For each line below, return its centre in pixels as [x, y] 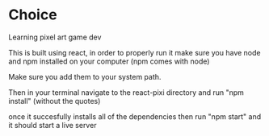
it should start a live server [53, 125]
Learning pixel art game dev [55, 37]
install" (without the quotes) [55, 101]
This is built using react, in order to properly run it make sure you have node [134, 52]
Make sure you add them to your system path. [85, 76]
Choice [33, 15]
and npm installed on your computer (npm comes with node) [109, 61]
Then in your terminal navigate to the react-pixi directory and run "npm [126, 92]
